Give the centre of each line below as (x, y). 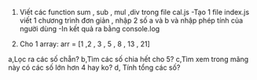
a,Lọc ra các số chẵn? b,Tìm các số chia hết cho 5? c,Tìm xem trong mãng (128, 59)
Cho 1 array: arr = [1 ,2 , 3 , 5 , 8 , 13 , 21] (85, 44)
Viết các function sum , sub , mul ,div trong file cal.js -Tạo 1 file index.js (134, 12)
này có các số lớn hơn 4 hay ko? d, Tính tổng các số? (94, 67)
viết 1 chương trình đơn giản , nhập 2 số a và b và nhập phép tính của (131, 20)
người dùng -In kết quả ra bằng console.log (90, 29)
